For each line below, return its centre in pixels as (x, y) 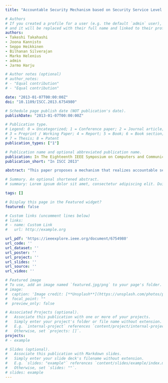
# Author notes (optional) (33, 74)
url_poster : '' (21, 253)
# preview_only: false (30, 303)
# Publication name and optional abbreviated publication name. (73, 152)
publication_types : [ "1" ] (32, 143)
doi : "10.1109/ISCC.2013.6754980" (41, 102)
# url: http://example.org (35, 230)
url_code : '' (19, 243)
